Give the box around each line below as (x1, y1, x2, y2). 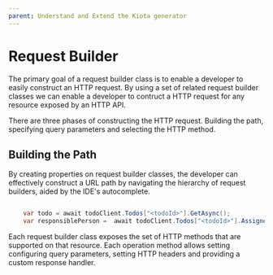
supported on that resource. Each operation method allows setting (8, 241, 231, 251)
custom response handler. (8, 258, 96, 268)
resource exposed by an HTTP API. (8, 99, 126, 110)
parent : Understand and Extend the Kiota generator (8, 11, 187, 20)
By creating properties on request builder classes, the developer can (8, 169, 238, 179)
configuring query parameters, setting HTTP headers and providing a (8, 249, 240, 259)
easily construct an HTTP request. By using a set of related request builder (8, 82, 259, 92)
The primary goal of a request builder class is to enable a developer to (8, 74, 244, 84)
